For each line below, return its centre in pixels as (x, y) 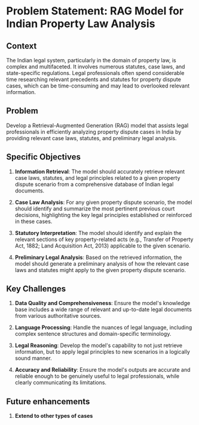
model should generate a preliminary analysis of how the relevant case (102, 263)
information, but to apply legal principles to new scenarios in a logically (102, 352)
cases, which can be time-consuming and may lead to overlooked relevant (98, 86)
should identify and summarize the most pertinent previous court (95, 209)
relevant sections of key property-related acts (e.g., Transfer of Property (104, 239)
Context (22, 46)
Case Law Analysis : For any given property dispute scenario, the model (103, 202)
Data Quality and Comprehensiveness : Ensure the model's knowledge (102, 303)
